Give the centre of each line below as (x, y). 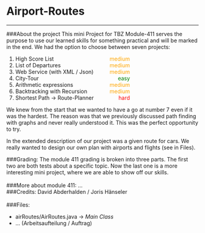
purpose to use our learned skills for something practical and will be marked (102, 40)
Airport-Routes (45, 11)
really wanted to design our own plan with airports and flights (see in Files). (101, 147)
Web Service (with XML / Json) (54, 72)
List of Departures (38, 65)
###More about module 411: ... (45, 185)
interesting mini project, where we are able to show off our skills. (88, 172)
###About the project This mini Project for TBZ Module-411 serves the (95, 34)
